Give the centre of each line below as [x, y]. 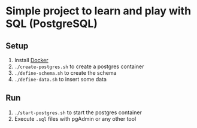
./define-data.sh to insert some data [60, 79]
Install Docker [31, 60]
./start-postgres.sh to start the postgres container [78, 112]
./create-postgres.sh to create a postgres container [79, 66]
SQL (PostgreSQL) [52, 24]
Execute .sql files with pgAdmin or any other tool [75, 118]
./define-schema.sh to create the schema [66, 73]
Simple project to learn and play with [99, 11]
